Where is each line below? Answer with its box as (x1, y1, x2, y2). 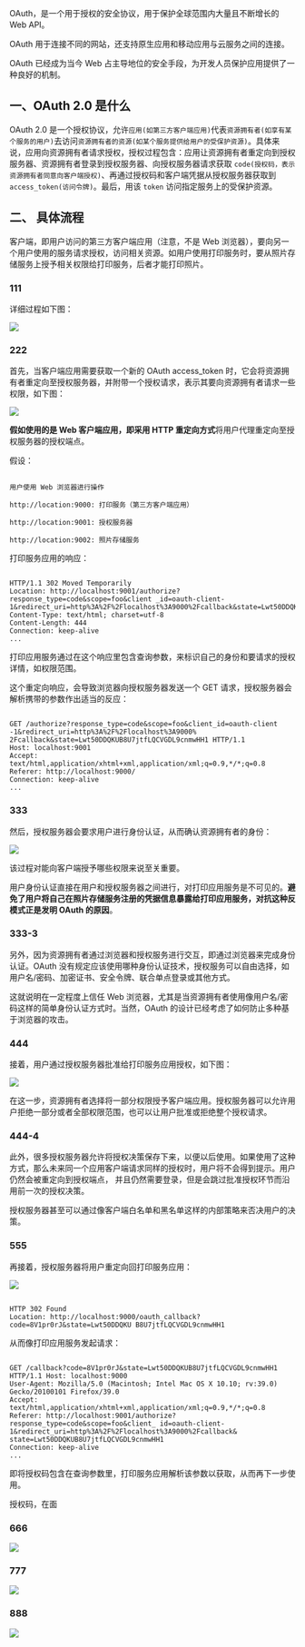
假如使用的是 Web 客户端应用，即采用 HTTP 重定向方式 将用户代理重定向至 (9, 425, 288, 436)
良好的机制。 (16, 69, 65, 80)
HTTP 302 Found (9, 1304, 67, 1314)
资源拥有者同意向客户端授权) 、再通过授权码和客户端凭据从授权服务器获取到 (9, 169, 277, 180)
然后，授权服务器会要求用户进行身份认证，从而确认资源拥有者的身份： (9, 825, 272, 837)
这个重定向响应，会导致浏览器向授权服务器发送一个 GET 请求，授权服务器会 (9, 682, 292, 693)
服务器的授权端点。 (16, 436, 89, 447)
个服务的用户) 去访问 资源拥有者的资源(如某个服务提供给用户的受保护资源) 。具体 (9, 135, 272, 146)
